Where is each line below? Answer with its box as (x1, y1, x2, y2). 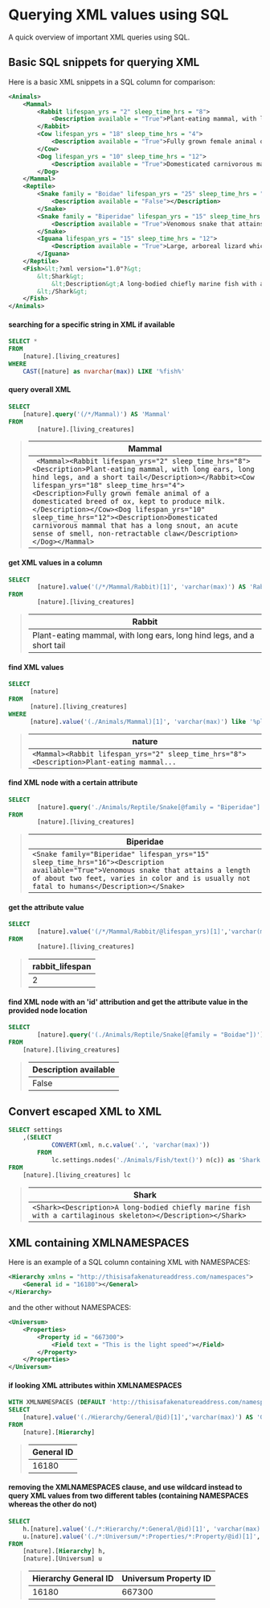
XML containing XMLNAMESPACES (8, 1236, 190, 1250)
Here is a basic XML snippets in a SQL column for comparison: (8, 76, 215, 86)
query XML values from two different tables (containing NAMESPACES (8, 1491, 249, 1501)
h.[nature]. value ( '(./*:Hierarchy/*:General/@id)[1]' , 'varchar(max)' (22, 1524, 264, 1533)
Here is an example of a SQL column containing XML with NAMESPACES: (8, 1258, 251, 1267)
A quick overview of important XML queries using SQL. (8, 32, 190, 42)
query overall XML (8, 385, 72, 395)
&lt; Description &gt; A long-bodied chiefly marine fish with (51, 279, 257, 287)
